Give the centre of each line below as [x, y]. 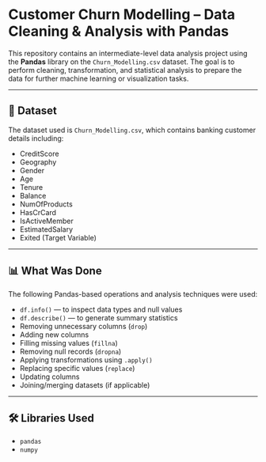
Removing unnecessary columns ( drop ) [84, 326]
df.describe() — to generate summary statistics [99, 317]
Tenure [31, 187]
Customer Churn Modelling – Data [122, 15]
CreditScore [39, 153]
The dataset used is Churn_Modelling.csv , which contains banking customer [132, 130]
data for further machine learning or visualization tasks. [99, 78]
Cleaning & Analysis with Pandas [119, 31]
